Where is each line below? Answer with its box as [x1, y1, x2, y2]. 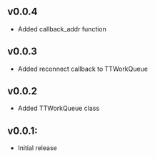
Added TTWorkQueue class [17, 104, 100, 113]
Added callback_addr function [17, 24, 107, 33]
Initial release [17, 144, 57, 152]
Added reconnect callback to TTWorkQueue [17, 64, 149, 73]
